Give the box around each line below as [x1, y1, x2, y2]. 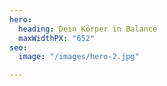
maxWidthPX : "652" [18, 33, 96, 43]
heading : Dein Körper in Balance [18, 24, 158, 34]
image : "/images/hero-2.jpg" [18, 52, 140, 62]
